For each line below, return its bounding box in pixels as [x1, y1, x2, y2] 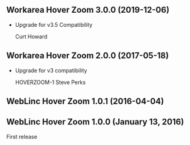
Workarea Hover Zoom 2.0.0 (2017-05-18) [6, 51, 169, 61]
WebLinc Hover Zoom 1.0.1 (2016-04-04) [6, 96, 165, 107]
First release [6, 133, 38, 140]
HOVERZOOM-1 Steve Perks [15, 79, 86, 86]
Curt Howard [15, 33, 47, 40]
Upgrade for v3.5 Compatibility [15, 21, 93, 28]
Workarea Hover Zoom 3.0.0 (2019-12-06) [6, 5, 170, 15]
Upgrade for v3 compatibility [15, 66, 87, 74]
